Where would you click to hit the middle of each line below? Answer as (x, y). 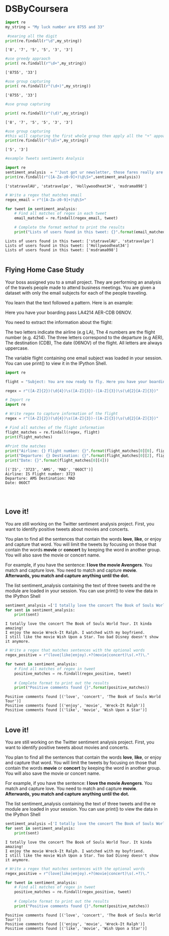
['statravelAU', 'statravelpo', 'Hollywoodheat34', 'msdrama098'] (76, 186)
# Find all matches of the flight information (55, 428)
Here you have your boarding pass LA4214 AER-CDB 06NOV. (69, 312)
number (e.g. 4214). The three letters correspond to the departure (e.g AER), (84, 337)
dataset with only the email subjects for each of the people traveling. (76, 293)
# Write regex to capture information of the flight (62, 414)
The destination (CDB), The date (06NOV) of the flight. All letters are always (84, 343)
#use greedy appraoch (28, 59)
